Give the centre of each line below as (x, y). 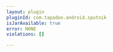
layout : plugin (25, 12)
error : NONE (21, 29)
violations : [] (25, 34)
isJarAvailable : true (34, 23)
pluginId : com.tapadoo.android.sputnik (56, 18)
